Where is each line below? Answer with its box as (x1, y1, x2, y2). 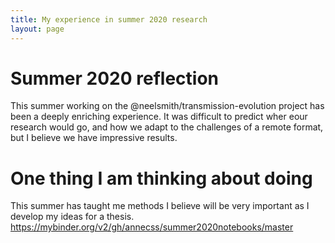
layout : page (10, 24, 65, 34)
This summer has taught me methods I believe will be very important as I (10, 200, 310, 212)
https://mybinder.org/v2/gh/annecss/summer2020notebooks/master (10, 221, 294, 233)
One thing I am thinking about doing (10, 167, 313, 190)
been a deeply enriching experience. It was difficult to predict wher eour (10, 111, 308, 123)
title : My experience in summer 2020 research (10, 14, 208, 25)
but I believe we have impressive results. (10, 132, 178, 144)
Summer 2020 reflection (10, 67, 219, 90)
